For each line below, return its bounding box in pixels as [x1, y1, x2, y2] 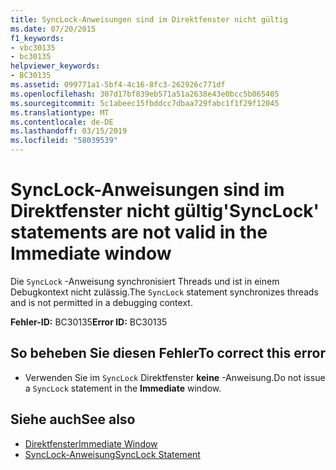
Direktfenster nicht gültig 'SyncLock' [10, 200, 320, 223]
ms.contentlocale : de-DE [10, 117, 114, 127]
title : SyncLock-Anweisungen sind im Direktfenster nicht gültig [10, 14, 288, 25]
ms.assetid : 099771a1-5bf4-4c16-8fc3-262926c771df [10, 80, 226, 90]
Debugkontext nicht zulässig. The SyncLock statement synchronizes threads [10, 286, 319, 298]
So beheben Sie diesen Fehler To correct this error [10, 345, 326, 362]
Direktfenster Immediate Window [24, 437, 158, 450]
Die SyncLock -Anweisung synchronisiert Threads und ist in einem [10, 275, 280, 287]
